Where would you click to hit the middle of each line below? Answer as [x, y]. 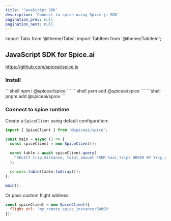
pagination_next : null [29, 24]
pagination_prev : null [29, 19]
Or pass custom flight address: [38, 195]
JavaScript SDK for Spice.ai [50, 55]
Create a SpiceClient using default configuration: [57, 120]
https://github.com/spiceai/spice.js [42, 67]
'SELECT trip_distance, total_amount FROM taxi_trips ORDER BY [83, 158]
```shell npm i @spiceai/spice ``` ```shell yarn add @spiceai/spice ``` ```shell [83, 91]
